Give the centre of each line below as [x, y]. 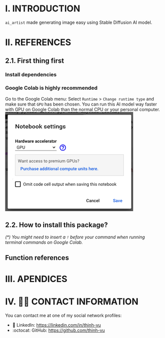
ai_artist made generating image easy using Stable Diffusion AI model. [79, 22]
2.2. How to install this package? [56, 225]
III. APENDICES [36, 279]
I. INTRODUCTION [43, 9]
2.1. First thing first [35, 61]
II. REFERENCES [38, 42]
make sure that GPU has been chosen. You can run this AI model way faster [81, 104]
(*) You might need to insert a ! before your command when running [75, 237]
